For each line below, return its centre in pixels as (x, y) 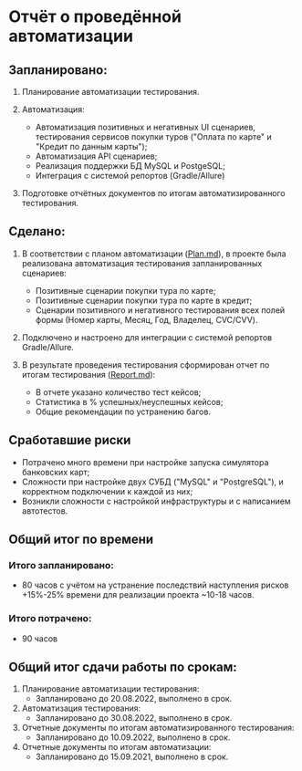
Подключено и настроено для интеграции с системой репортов (147, 337)
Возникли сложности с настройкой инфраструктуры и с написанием (156, 501)
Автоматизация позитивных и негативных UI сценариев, (146, 127)
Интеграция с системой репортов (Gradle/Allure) (130, 176)
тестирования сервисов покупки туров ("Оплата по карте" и (154, 137)
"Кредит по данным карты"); (91, 146)
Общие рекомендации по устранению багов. (123, 412)
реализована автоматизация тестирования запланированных (142, 263)
